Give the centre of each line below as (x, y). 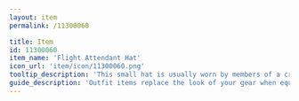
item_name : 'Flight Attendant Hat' (75, 58)
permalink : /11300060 (49, 26)
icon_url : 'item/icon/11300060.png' (77, 66)
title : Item (31, 42)
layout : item (33, 17)
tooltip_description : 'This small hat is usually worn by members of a (145, 75)
